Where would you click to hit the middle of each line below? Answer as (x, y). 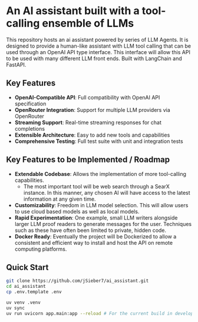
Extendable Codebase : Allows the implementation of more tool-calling (100, 174)
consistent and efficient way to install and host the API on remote (93, 243)
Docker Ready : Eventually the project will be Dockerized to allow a (95, 236)
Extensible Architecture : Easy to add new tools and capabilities (92, 135)
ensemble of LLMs (88, 23)
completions (30, 128)
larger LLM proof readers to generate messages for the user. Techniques (103, 224)
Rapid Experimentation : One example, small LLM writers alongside (96, 218)
